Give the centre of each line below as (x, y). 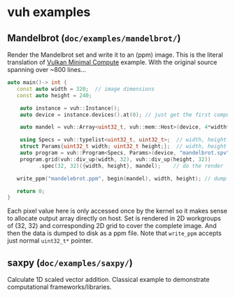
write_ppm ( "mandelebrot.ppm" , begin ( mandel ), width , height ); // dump (122, 178)
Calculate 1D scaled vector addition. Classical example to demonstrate (108, 280)
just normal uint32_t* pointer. (50, 241)
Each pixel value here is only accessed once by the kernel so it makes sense (117, 211)
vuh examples (49, 12)
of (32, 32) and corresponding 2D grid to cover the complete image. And (112, 226)
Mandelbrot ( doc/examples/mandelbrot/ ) (94, 38)
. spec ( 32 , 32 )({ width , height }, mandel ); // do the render (131, 166)
